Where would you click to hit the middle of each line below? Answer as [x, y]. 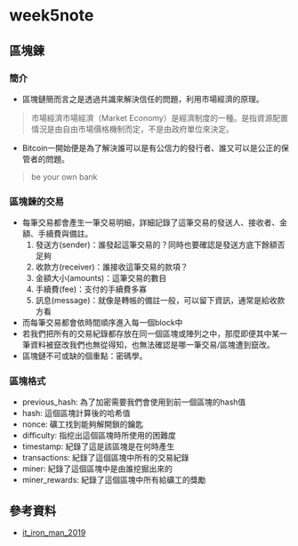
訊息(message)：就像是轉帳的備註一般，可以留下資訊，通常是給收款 [160, 301]
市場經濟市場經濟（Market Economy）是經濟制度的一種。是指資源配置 [160, 117]
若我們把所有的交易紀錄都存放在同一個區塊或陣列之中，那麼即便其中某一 [154, 333]
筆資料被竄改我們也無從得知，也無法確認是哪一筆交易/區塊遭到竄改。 [148, 345]
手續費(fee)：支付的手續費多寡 [91, 289]
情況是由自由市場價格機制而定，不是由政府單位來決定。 [132, 129]
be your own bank [64, 177]
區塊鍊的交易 [37, 201]
